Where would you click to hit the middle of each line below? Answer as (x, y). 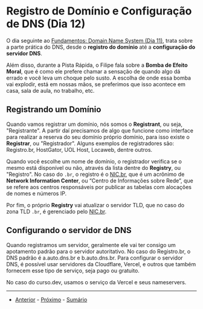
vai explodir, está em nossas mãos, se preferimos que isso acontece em (96, 84)
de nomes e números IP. (37, 193)
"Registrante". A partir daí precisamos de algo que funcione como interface (100, 130)
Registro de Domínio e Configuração (99, 11)
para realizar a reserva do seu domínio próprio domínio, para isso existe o (98, 137)
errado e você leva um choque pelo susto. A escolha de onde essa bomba (99, 78)
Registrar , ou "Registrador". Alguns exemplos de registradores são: (90, 143)
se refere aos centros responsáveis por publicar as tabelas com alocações (99, 187)
